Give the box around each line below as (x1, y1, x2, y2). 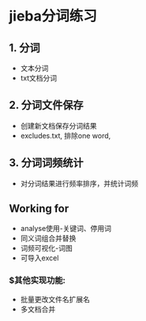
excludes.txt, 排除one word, (20, 131, 111, 140)
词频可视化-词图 (20, 244, 73, 253)
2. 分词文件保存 (9, 99, 84, 112)
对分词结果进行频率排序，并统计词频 (20, 178, 139, 188)
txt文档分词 (20, 73, 58, 83)
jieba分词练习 (9, 7, 98, 25)
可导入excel (20, 253, 59, 263)
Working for (9, 202, 69, 215)
